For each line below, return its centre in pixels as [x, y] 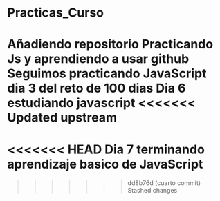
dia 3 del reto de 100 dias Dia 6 [97, 88]
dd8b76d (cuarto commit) [164, 183]
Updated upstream [62, 118]
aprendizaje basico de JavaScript [105, 164]
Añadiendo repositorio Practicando [110, 45]
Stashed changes [153, 191]
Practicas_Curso [56, 13]
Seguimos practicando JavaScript [107, 74]
